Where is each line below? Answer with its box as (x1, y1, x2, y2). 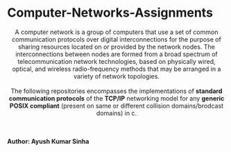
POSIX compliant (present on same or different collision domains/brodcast (9, 101, 224, 110)
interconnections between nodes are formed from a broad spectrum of (15, 50, 219, 58)
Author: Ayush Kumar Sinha (7, 137, 89, 145)
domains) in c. (96, 109, 137, 117)
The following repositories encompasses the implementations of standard (10, 87, 223, 95)
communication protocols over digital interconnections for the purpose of (11, 35, 222, 43)
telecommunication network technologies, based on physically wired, (17, 57, 216, 65)
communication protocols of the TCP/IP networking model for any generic (8, 94, 225, 102)
